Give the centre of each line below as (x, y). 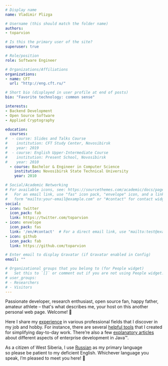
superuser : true (22, 47)
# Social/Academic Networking (37, 185)
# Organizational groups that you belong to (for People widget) (74, 269)
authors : (14, 28)
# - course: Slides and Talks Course (45, 139)
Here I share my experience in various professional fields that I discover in (81, 322)
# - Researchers (22, 282)
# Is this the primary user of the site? (49, 42)
